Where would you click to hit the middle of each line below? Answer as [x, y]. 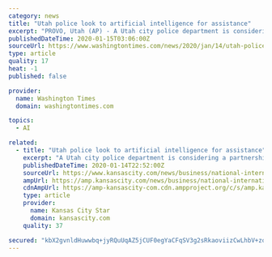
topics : [21, 121]
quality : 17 [28, 62]
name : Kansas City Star [70, 211]
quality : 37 [43, 225]
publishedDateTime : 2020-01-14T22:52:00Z [93, 165]
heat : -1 [23, 69]
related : [23, 143]
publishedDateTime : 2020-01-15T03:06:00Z [79, 39]
